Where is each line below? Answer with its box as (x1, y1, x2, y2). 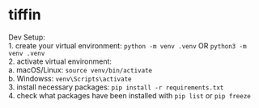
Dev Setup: (8, 32, 46, 42)
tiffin (8, 6, 42, 24)
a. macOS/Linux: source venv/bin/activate (8, 64, 152, 74)
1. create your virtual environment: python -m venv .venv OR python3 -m (8, 40, 247, 50)
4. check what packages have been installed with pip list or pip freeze (8, 90, 251, 100)
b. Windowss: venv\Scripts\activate (8, 73, 132, 83)
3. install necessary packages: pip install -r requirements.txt (8, 82, 224, 92)
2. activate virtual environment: (8, 56, 112, 66)
